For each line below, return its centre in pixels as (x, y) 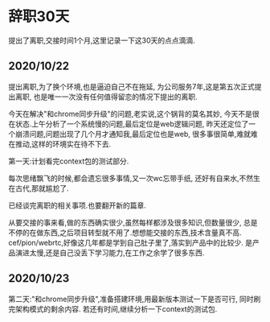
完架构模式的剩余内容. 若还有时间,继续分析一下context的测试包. (113, 309)
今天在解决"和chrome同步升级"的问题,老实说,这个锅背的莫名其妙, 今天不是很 (134, 114)
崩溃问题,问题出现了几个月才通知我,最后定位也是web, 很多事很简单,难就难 (137, 134)
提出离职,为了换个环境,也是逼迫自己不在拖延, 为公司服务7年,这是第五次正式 (131, 86)
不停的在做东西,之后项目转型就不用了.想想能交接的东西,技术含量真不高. (125, 232)
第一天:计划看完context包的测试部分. (69, 161)
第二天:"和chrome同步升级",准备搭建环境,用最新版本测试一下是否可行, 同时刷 (135, 299)
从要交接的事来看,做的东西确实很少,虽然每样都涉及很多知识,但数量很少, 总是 (133, 222)
